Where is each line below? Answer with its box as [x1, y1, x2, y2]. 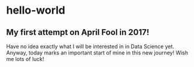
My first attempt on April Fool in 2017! [6, 27, 150, 37]
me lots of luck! [6, 56, 44, 62]
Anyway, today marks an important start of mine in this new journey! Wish [6, 49, 189, 56]
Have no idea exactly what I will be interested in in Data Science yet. [6, 43, 175, 50]
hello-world [6, 4, 66, 17]
